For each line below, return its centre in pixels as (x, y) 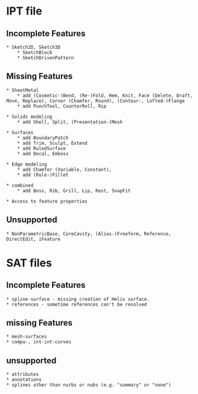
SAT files (29, 263)
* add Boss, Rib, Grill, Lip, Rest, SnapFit (74, 191)
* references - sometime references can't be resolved (77, 304)
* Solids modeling (29, 117)
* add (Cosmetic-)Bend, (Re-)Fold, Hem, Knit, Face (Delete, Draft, (105, 95)
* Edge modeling (27, 164)
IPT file (24, 11)
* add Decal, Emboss (43, 153)
